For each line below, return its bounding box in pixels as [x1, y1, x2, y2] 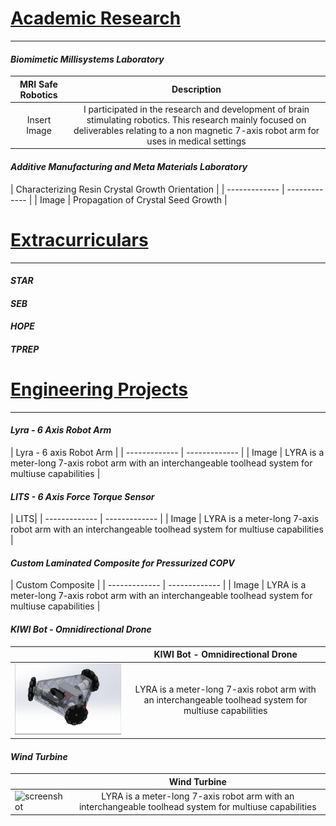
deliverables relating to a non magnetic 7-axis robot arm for [73, 124, 320, 136]
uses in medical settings [146, 135, 247, 147]
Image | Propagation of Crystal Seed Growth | [39, 193, 228, 206]
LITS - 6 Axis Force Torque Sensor [10, 490, 155, 502]
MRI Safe [19, 78, 58, 90]
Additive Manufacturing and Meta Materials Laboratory [10, 160, 248, 172]
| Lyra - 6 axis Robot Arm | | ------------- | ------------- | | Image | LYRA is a [10, 447, 325, 459]
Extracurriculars [10, 228, 149, 251]
